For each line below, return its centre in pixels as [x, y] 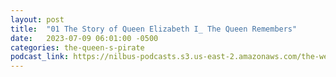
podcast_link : [40, 57]
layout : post [37, 19]
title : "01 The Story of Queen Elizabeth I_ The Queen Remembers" [154, 29]
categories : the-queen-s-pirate [77, 47]
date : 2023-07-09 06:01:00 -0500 [84, 38]
